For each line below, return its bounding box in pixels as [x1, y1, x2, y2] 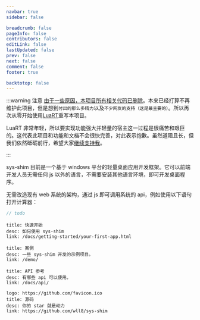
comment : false [6, 64, 44, 70]
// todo [6, 211, 26, 217]
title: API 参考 [6, 268, 45, 274]
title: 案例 [6, 245, 34, 252]
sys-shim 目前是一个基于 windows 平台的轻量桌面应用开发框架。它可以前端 [6, 164, 190, 171]
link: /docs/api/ [6, 280, 49, 286]
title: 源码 [6, 297, 34, 303]
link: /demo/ [6, 257, 39, 263]
